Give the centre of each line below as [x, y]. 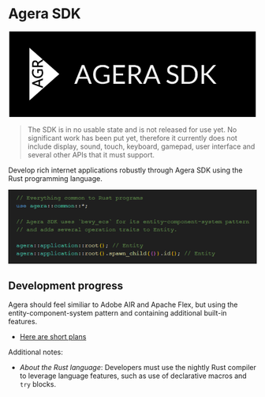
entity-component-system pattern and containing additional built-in [118, 313]
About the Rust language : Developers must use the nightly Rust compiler [138, 368]
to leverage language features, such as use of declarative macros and [133, 376]
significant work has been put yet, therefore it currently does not [132, 138]
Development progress [66, 286]
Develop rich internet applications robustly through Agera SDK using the [125, 170]
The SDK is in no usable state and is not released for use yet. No [132, 130]
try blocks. [38, 384]
